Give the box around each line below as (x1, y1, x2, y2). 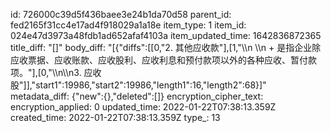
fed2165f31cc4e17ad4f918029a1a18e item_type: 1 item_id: (10, 19, 247, 31)
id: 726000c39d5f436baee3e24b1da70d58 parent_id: (10, 9, 232, 20)
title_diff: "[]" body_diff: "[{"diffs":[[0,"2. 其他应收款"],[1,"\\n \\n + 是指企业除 (10, 42, 322, 53)
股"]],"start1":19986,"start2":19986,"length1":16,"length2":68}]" (10, 79, 267, 91)
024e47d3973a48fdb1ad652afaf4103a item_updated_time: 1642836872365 (10, 30, 322, 41)
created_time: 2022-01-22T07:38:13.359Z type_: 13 (10, 112, 221, 123)
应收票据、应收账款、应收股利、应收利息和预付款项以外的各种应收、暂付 (10, 54, 308, 66)
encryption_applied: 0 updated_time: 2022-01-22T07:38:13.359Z (10, 101, 277, 113)
